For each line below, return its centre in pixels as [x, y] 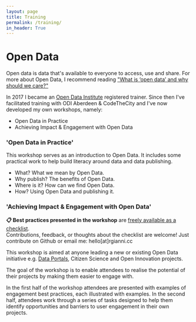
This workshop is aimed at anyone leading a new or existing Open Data [92, 252]
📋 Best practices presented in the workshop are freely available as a [91, 220]
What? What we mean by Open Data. [59, 173]
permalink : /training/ [34, 22]
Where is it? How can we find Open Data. [64, 185]
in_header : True [26, 28]
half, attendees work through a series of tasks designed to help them [90, 300]
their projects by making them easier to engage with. [70, 276]
